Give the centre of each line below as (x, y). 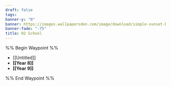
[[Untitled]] (24, 58)
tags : (11, 15)
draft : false (19, 10)
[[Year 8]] (23, 63)
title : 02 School (24, 33)
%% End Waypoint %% (30, 78)
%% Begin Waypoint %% (32, 48)
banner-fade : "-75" (26, 29)
